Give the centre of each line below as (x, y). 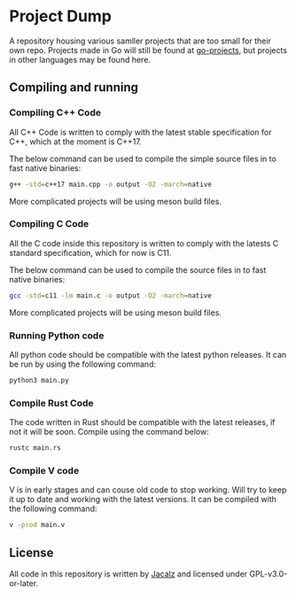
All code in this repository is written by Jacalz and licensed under (129, 574)
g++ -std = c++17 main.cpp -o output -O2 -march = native (111, 184)
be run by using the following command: (83, 364)
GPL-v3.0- (269, 574)
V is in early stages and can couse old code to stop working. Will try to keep (148, 490)
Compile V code (44, 470)
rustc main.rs (35, 448)
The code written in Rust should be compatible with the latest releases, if (142, 422)
